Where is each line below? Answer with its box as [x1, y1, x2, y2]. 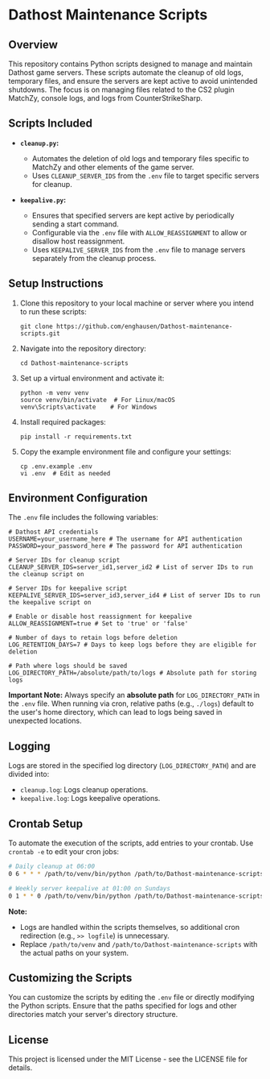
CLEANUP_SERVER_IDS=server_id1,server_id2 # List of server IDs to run [8, 563, 253, 571]
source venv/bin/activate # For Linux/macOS [19, 396, 175, 404]
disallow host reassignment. [31, 236, 125, 246]
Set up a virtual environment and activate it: [19, 373, 165, 383]
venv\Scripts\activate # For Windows [19, 403, 157, 411]
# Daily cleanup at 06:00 [8, 862, 95, 871]
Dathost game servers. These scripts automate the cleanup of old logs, [8, 68, 243, 77]
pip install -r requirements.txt [19, 433, 133, 441]
